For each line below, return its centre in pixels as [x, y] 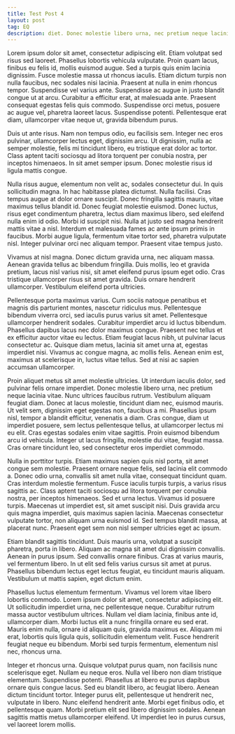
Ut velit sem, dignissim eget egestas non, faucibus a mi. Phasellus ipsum [112, 410]
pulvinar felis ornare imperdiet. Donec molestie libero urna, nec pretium [110, 388]
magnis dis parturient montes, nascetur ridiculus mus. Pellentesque [104, 308]
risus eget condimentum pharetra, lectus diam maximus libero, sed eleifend [116, 214]
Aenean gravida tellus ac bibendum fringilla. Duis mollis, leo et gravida [108, 265]
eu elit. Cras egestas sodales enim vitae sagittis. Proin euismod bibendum [114, 433]
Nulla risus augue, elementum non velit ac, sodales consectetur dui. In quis [115, 184]
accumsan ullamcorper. [41, 367]
